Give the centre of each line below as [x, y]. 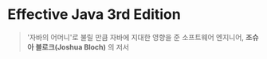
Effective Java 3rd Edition [94, 15]
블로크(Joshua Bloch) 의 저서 [82, 47]
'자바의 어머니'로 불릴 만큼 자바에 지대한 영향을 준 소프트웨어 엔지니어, [135, 37]
